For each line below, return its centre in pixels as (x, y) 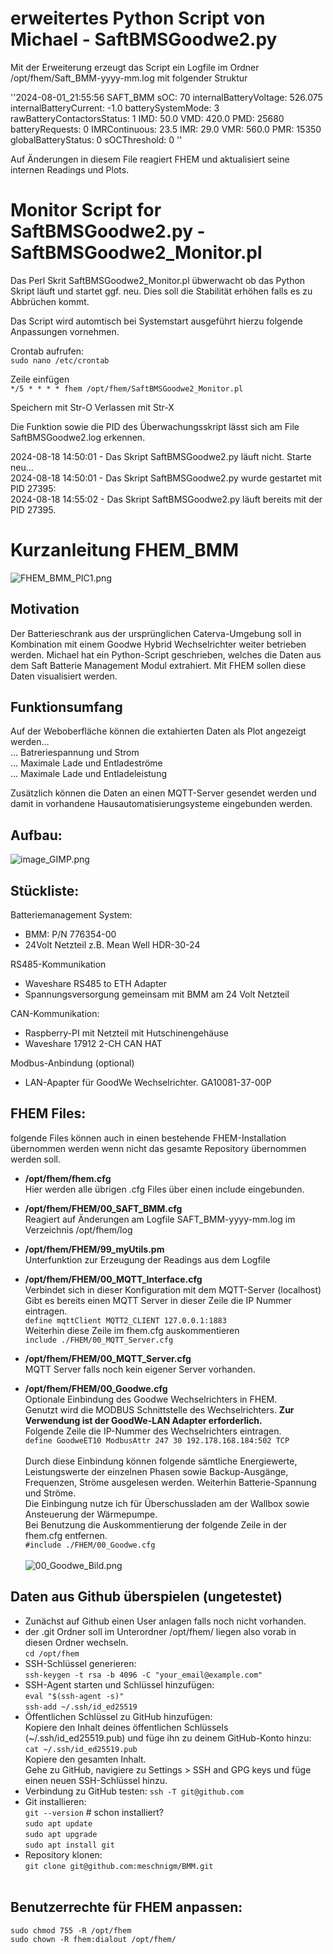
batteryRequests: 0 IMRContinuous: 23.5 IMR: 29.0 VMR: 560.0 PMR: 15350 (166, 129)
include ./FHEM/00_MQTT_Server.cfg (99, 1340)
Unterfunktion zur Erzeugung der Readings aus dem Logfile (147, 1259)
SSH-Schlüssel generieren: (80, 1663)
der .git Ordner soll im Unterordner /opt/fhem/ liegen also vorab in (160, 1631)
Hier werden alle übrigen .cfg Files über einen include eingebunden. (164, 1189)
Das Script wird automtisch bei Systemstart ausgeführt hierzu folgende (156, 321)
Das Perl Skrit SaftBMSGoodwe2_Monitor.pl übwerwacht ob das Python (158, 280)
